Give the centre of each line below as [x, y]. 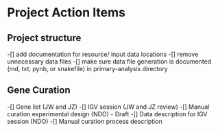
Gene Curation [39, 90]
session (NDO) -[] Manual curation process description [85, 121]
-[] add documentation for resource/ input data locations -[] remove [103, 54]
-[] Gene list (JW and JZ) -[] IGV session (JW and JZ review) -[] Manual [108, 107]
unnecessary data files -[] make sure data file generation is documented [109, 62]
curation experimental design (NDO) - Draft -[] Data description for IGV [107, 114]
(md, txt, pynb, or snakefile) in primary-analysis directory [87, 69]
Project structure [44, 38]
